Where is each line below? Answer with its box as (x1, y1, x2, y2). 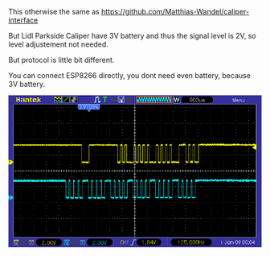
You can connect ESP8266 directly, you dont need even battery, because (8, 71, 252, 80)
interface (8, 15, 39, 25)
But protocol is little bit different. (8, 56, 115, 64)
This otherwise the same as (8, 7, 100, 16)
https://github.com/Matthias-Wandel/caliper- (100, 7, 250, 16)
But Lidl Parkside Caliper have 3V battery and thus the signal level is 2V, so (8, 31, 256, 40)
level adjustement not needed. (8, 39, 108, 49)
